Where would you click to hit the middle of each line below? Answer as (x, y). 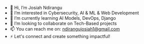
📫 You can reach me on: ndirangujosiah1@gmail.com (65, 29)
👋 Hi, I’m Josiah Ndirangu (36, 8)
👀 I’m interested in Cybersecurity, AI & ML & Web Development (74, 13)
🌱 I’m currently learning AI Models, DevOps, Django (63, 18)
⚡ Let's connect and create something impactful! (60, 36)
